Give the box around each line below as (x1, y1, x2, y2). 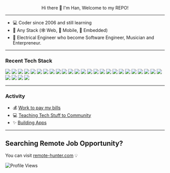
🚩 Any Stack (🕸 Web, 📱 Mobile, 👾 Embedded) (12, 27, 108, 33)
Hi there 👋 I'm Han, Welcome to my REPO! (41, 5, 129, 11)
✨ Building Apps (12, 119, 47, 125)
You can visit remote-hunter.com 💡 (5, 152, 78, 159)
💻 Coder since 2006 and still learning (12, 20, 92, 25)
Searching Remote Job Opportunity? (5, 139, 123, 148)
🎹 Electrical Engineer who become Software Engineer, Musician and (12, 34, 154, 40)
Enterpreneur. (12, 40, 41, 46)
